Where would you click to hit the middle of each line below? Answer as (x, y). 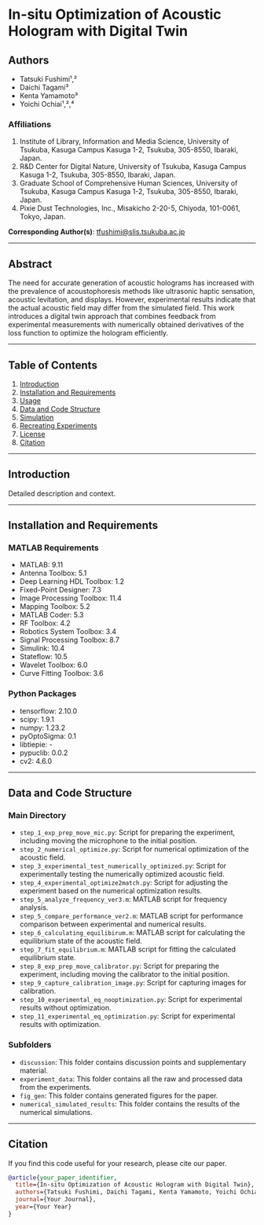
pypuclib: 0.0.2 (44, 753)
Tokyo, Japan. (42, 217)
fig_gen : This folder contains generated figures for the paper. (119, 1095)
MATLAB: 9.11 (41, 565)
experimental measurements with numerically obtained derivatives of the (126, 325)
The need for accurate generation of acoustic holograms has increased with (131, 283)
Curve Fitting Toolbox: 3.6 (61, 673)
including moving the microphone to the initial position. (108, 841)
